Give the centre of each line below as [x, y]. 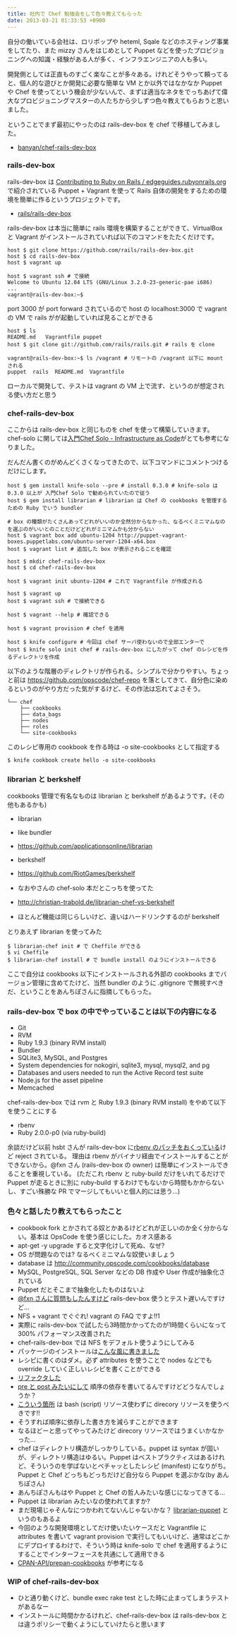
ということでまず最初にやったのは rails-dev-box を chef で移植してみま [111, 124]
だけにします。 [29, 471]
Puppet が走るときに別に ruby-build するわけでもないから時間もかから [109, 1182]
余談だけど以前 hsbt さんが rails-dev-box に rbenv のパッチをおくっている [114, 1147]
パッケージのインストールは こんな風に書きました [89, 1351]
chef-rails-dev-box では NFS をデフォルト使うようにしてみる [106, 1342]
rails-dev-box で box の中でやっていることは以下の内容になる [112, 1011]
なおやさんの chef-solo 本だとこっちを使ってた [85, 888]
